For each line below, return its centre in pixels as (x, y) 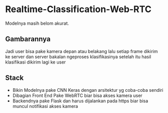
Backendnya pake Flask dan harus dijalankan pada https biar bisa (80, 101)
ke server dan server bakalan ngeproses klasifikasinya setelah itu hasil (78, 56)
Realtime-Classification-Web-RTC (78, 9)
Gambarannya (28, 39)
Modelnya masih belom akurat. (37, 23)
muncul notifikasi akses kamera (45, 106)
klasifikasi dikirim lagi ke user (36, 62)
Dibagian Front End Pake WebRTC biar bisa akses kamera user (77, 95)
